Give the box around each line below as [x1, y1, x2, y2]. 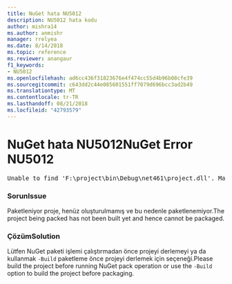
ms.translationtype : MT [7, 87, 76, 94]
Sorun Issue [7, 191, 47, 201]
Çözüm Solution [7, 231, 61, 241]
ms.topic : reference [7, 49, 67, 56]
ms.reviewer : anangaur [7, 55, 72, 62]
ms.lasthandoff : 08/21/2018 [7, 100, 88, 107]
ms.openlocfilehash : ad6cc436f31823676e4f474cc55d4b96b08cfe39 [7, 74, 193, 82]
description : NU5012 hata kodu [7, 17, 97, 24]
